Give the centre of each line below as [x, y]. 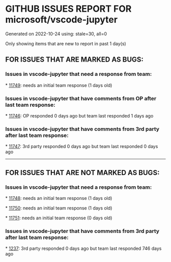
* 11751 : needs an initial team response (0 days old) [59, 218]
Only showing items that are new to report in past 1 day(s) [66, 43]
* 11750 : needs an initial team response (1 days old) [59, 208]
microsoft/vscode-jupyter [62, 20]
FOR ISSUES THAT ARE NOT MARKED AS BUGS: [82, 173]
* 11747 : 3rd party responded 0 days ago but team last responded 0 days [82, 147]
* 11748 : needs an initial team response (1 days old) [59, 198]
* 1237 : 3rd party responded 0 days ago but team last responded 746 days [83, 249]
